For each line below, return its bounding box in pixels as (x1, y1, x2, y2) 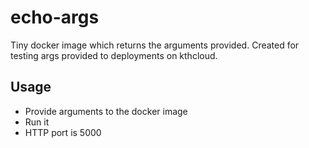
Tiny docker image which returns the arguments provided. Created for (10, 39, 300, 51)
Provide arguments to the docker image (24, 105, 188, 117)
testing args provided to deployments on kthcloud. (10, 49, 218, 61)
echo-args (10, 6, 100, 29)
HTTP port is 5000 (24, 126, 102, 138)
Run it (24, 116, 50, 128)
